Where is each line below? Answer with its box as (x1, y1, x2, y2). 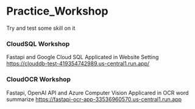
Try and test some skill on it (6, 24, 76, 32)
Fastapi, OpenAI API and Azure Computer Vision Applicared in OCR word (6, 89, 189, 96)
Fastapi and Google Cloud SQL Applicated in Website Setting (6, 54, 159, 61)
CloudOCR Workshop (6, 75, 71, 83)
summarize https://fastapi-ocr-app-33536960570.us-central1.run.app (6, 96, 182, 103)
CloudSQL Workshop (6, 40, 70, 48)
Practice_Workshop (6, 4, 108, 18)
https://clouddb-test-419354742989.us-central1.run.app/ (6, 60, 150, 68)
